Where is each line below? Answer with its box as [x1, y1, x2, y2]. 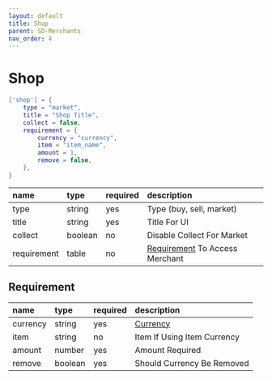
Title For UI [147, 216, 189, 228]
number [54, 344, 85, 356]
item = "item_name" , [37, 141, 107, 150]
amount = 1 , [37, 149, 79, 157]
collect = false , [23, 118, 82, 126]
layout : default [8, 11, 63, 20]
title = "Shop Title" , [23, 111, 100, 119]
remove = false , [37, 156, 92, 164]
